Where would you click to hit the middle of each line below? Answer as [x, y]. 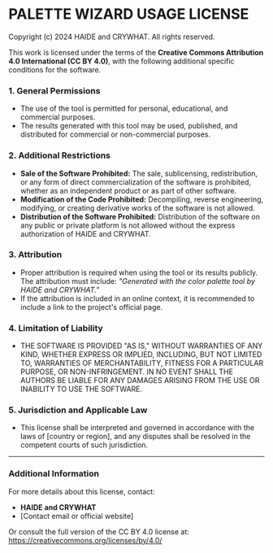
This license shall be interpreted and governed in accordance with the [137, 428]
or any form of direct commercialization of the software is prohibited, [136, 182]
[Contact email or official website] [77, 516]
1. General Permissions [54, 90]
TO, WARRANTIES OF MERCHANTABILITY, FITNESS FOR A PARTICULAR [142, 364]
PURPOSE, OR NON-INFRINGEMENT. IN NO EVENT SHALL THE [127, 372]
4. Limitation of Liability [56, 328]
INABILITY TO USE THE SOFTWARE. [81, 389]
